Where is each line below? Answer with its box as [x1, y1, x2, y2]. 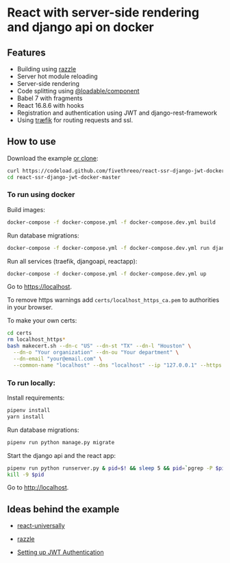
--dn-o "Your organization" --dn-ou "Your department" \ [13, 349, 179, 356]
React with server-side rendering [7, 5, 200, 21]
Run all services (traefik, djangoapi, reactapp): [7, 257, 138, 265]
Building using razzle [16, 65, 77, 73]
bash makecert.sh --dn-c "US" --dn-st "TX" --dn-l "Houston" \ [7, 343, 192, 349]
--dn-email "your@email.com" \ [13, 355, 103, 362]
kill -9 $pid [7, 471, 44, 478]
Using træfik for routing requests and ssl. [16, 116, 133, 124]
